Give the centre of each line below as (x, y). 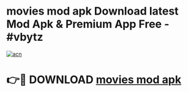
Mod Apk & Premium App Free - (88, 24)
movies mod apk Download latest (92, 11)
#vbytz (25, 37)
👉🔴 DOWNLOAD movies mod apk (94, 80)
